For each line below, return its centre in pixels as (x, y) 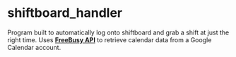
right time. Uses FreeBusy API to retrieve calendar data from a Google (110, 39)
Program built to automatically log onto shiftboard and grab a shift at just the (118, 32)
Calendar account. (34, 47)
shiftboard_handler (65, 13)
